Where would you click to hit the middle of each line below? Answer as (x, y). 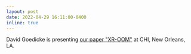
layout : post (22, 12)
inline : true (22, 23)
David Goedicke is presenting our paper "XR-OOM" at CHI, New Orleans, (96, 40)
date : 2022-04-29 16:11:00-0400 (46, 17)
